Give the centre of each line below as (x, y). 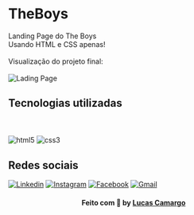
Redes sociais (43, 165)
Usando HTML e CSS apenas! (57, 44)
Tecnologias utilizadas (65, 103)
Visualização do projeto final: (56, 61)
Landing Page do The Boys (52, 36)
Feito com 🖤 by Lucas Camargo (134, 202)
